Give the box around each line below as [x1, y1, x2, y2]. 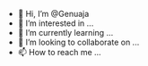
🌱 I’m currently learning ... [17, 28, 114, 37]
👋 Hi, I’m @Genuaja [17, 9, 90, 19]
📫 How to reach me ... [17, 47, 101, 57]
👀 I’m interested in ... [17, 18, 94, 29]
